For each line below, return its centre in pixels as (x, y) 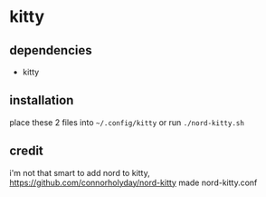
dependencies (51, 50)
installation (42, 100)
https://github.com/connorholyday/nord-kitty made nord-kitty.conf (133, 182)
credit (26, 151)
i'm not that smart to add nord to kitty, (80, 172)
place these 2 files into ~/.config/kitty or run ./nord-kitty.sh (127, 122)
